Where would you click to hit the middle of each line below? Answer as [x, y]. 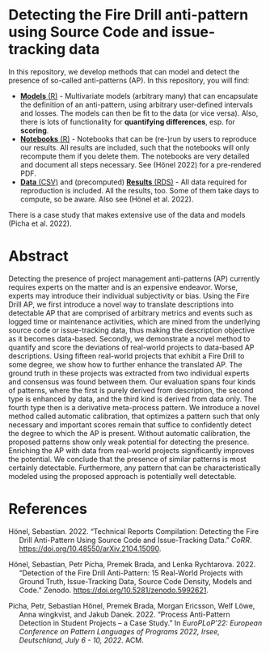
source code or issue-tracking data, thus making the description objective [132, 330]
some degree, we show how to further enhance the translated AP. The [125, 364]
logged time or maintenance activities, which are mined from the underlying [135, 321]
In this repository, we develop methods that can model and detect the [124, 71]
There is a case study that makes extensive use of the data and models [127, 214]
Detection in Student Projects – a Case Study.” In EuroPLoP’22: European [141, 623]
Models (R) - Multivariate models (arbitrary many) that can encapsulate [139, 95]
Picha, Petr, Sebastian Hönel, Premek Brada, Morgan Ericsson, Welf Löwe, [132, 605]
